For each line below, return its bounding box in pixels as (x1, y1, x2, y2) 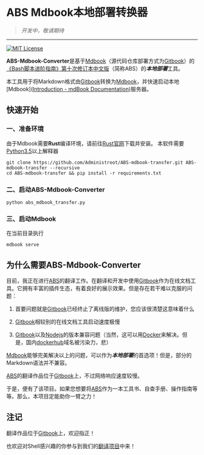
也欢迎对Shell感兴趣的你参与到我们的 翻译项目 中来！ (6, 442, 136, 450)
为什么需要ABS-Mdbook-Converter (6, 260, 141, 270)
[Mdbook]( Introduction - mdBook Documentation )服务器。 (6, 85, 152, 92)
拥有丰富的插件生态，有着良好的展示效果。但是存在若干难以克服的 (22, 285, 187, 292)
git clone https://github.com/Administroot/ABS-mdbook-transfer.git (6, 159, 183, 165)
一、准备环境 (6, 125, 44, 133)
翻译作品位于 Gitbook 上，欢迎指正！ (6, 429, 95, 437)
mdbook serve (6, 241, 39, 248)
